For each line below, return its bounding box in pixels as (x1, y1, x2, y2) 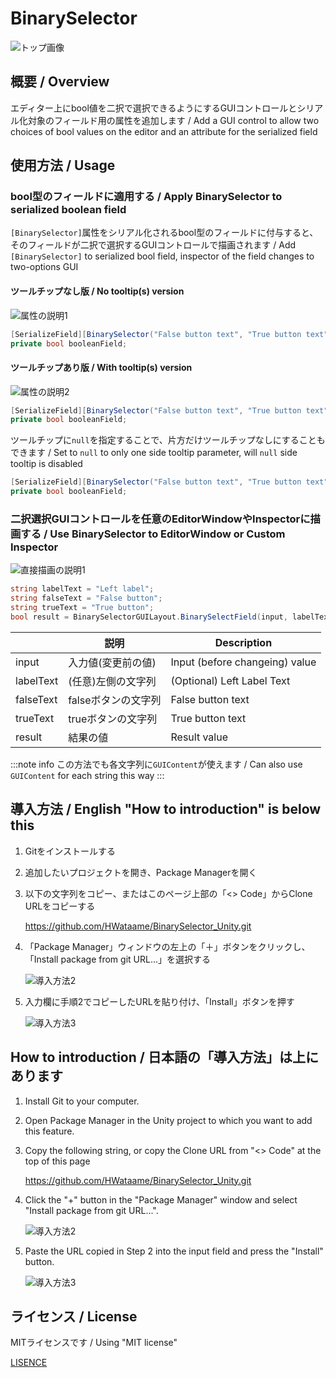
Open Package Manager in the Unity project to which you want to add (24, 1114, 313, 1126)
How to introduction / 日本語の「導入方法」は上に (10, 1049, 319, 1066)
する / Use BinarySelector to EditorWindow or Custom (20, 527, 286, 541)
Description (214, 635, 273, 649)
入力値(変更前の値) (68, 655, 157, 669)
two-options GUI (10, 261, 79, 273)
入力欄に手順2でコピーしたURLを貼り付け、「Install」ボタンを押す (24, 995, 295, 1007)
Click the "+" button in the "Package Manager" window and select (24, 1193, 298, 1206)
